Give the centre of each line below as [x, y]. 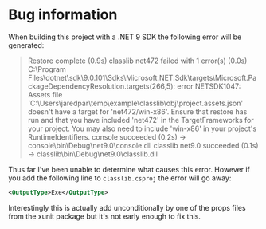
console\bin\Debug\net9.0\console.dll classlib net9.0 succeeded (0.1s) [143, 145]
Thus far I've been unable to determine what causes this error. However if [129, 169]
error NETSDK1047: [209, 86]
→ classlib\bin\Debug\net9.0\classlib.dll [92, 154]
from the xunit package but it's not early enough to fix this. [105, 216]
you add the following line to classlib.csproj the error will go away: [120, 178]
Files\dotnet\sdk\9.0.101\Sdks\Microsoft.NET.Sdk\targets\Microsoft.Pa [142, 77]
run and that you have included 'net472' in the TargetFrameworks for [141, 120]
